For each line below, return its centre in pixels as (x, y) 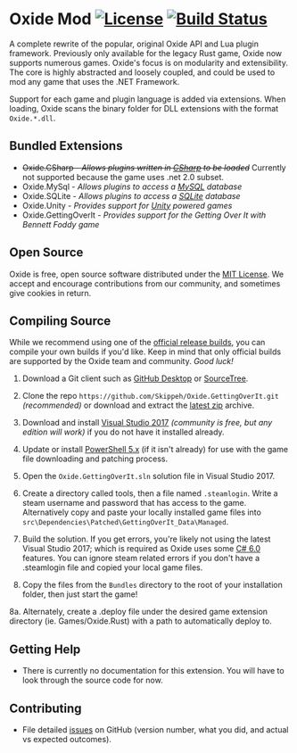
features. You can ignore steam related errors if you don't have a (141, 559)
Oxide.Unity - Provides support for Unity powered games (127, 205)
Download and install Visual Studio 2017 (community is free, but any (147, 423)
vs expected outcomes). (66, 739)
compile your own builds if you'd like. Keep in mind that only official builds (145, 352)
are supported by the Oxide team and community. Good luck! (121, 361)
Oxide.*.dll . (33, 118)
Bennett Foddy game (61, 224)
